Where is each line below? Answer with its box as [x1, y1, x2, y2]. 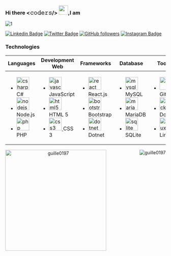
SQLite [125, 131, 141, 138]
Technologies [5, 43, 40, 50]
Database [119, 60, 144, 67]
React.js [88, 91, 108, 98]
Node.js [16, 111, 35, 118]
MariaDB [125, 111, 146, 118]
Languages [8, 60, 36, 67]
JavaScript [49, 91, 75, 98]
